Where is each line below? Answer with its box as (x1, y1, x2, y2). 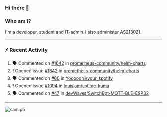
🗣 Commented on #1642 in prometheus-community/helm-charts (12, 60, 146, 66)
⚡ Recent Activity (5, 47, 48, 54)
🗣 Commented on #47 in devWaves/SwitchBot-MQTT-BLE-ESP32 (12, 90, 149, 96)
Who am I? (5, 17, 31, 24)
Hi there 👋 (5, 4, 30, 11)
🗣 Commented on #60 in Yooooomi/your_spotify (12, 75, 113, 81)
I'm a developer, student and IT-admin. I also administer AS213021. (5, 29, 142, 35)
